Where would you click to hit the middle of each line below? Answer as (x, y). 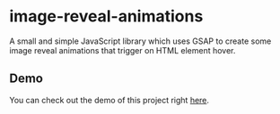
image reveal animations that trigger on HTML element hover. (122, 50)
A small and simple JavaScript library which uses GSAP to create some (140, 41)
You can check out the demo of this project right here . (109, 100)
